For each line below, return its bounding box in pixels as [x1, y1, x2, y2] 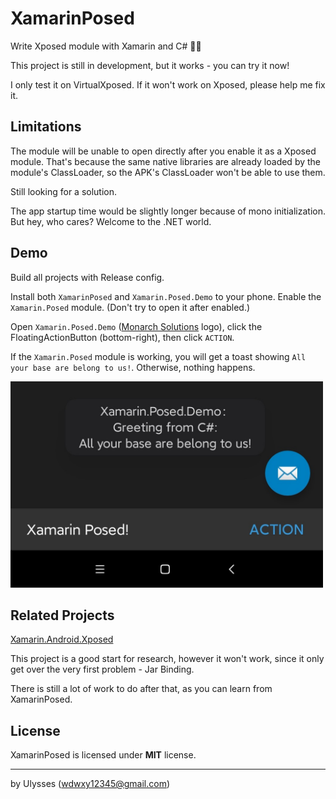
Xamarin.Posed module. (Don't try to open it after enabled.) [10, 301, 251, 313]
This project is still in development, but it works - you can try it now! [10, 59, 290, 71]
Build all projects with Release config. [10, 271, 165, 283]
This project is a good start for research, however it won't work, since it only [10, 653, 325, 665]
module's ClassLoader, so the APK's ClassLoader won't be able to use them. [10, 166, 326, 178]
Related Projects [10, 607, 115, 624]
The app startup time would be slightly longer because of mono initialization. [10, 205, 326, 217]
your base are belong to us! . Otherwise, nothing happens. [10, 361, 256, 373]
